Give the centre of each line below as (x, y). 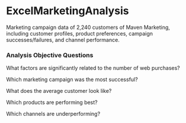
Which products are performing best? (52, 102)
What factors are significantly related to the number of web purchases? (93, 68)
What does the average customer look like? (59, 91)
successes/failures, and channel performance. (63, 40)
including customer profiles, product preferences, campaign (79, 33)
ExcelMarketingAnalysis (68, 11)
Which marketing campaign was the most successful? (72, 80)
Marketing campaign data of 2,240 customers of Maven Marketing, (88, 27)
